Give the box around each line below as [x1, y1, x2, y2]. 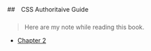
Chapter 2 [17, 36, 47, 44]
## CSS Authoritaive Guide [7, 6, 89, 13]
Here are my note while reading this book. [24, 23, 145, 31]
